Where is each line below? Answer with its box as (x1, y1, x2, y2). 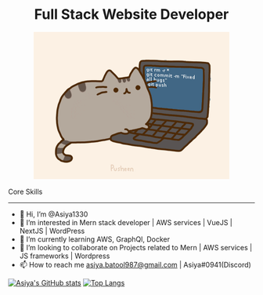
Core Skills (8, 187, 43, 196)
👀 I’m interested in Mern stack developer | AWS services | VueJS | (19, 217, 233, 227)
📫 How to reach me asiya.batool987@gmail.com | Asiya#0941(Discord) (19, 260, 252, 269)
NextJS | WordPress (19, 226, 85, 235)
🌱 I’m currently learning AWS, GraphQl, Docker (19, 234, 171, 244)
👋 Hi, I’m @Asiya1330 (19, 209, 88, 219)
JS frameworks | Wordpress (19, 251, 110, 260)
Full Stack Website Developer (34, 5, 229, 24)
